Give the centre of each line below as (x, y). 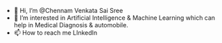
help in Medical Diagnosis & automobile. (71, 25)
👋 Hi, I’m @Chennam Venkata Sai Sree (68, 11)
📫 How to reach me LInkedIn (55, 33)
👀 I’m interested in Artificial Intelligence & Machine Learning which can (114, 18)
